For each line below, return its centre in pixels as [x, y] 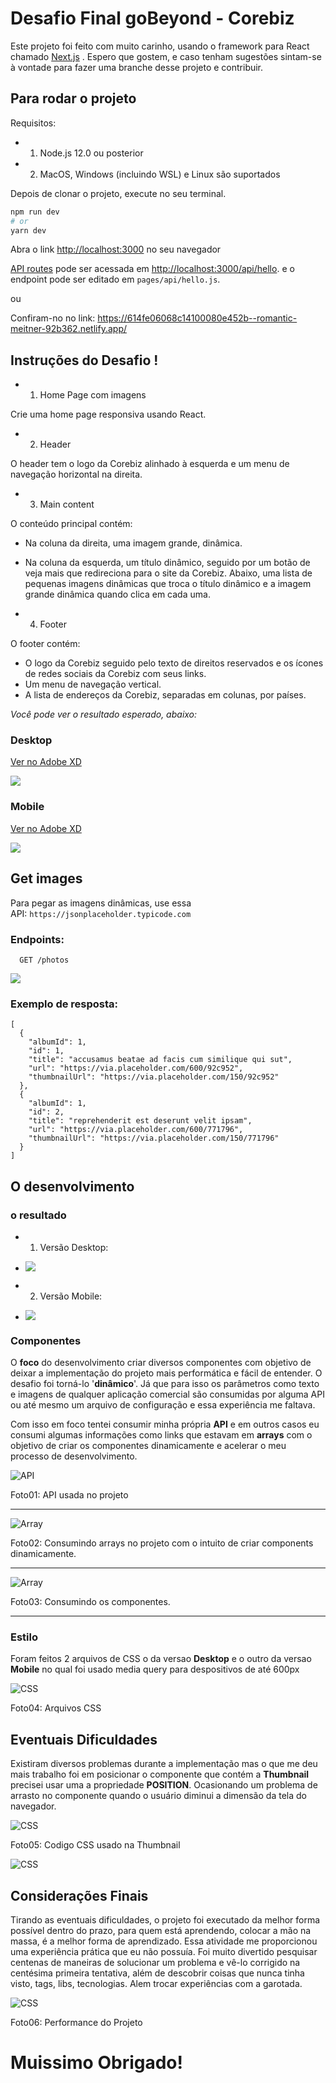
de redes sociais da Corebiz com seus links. [115, 674]
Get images [46, 878]
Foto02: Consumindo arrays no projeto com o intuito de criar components [162, 1543]
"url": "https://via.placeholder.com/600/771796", [136, 1130]
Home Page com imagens [93, 395]
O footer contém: [45, 644]
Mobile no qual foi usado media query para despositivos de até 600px [155, 1669]
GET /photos [44, 960]
